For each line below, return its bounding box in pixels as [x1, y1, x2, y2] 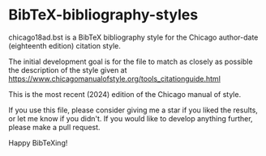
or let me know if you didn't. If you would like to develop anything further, [8, 113, 253, 123]
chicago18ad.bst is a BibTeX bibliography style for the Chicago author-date [8, 32, 259, 42]
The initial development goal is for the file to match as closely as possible [8, 57, 253, 66]
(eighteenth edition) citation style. [8, 40, 122, 50]
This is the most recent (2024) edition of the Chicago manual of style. [8, 89, 242, 99]
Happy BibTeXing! [8, 137, 68, 147]
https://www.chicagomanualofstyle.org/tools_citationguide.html [8, 74, 221, 83]
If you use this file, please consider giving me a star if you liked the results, [8, 105, 258, 115]
